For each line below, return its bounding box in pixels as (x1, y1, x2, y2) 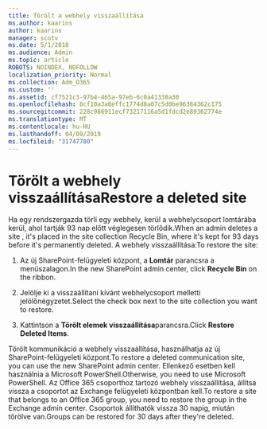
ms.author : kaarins (8, 19, 73, 27)
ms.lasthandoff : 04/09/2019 (8, 130, 102, 138)
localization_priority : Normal (8, 71, 112, 79)
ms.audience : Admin (8, 49, 73, 57)
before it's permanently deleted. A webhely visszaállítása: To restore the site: (8, 240, 258, 250)
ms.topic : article (8, 57, 69, 64)
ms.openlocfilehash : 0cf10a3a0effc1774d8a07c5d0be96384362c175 (8, 100, 222, 108)
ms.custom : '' (8, 85, 56, 94)
